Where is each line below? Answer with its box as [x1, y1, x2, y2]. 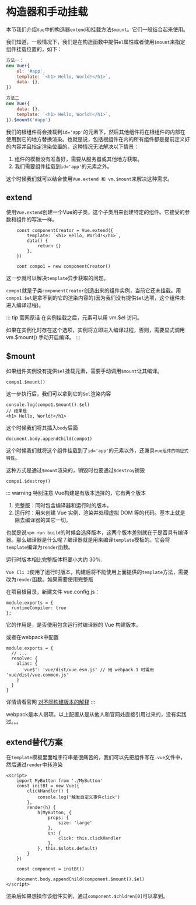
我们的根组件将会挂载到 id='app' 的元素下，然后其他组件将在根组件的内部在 [6, 128, 185, 135]
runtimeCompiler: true [11, 605, 66, 611]
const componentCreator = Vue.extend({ [16, 228, 114, 234]
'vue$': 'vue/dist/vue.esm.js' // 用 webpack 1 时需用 [21, 667, 155, 673]
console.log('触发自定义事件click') [37, 794, 121, 800]
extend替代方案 [6, 737, 63, 747]
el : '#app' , [16, 68, 45, 74]
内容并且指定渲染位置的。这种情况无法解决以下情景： [10, 143, 139, 150]
